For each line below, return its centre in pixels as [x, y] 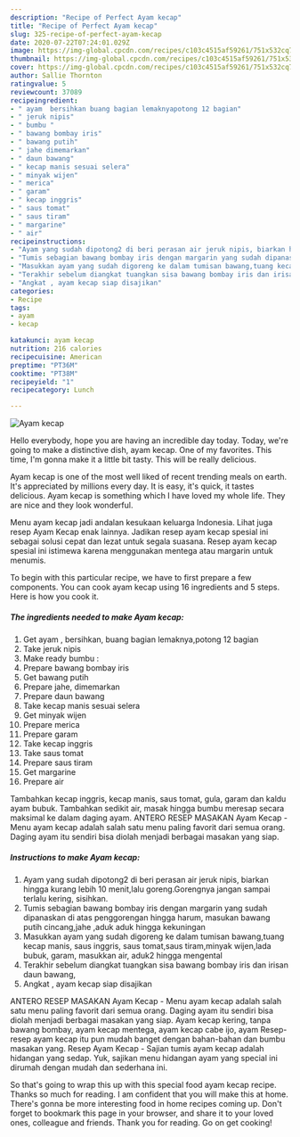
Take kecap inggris [58, 744]
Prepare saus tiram [57, 762]
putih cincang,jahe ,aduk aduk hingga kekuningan [114, 927]
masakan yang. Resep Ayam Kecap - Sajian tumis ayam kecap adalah [138, 1049]
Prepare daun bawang [64, 696]
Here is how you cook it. [54, 597]
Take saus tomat [53, 754]
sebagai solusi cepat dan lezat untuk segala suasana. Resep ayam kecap [144, 541]
